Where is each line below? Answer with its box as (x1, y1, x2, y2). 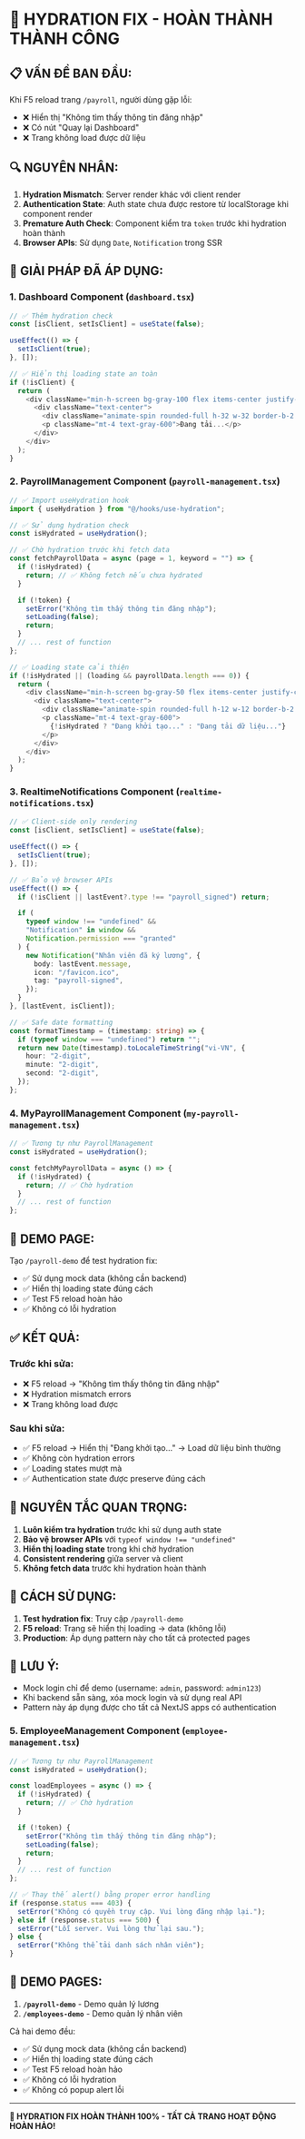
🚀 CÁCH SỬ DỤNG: (9, 1589, 117, 1604)
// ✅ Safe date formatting (9, 1018, 113, 1027)
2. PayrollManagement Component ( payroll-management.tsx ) (9, 475, 280, 488)
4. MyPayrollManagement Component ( (9, 1107, 188, 1119)
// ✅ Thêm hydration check (9, 311, 113, 320)
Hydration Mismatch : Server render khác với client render (22, 189, 241, 200)
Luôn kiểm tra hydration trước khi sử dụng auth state (22, 1523, 222, 1534)
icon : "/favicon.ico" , (33, 968, 120, 977)
